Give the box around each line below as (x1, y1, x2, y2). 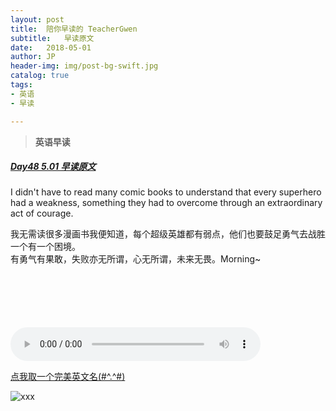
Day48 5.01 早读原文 (10, 161, 97, 173)
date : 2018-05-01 (10, 42, 92, 53)
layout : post (10, 14, 65, 25)
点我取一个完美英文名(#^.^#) (10, 371, 126, 383)
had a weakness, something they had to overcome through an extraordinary (10, 197, 323, 209)
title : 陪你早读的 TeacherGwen (10, 24, 138, 34)
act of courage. (10, 207, 74, 220)
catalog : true (10, 71, 70, 81)
